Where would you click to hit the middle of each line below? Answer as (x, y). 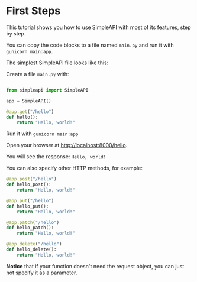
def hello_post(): (29, 184)
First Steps (33, 11)
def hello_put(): (28, 206)
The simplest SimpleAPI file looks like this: (57, 63)
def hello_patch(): (30, 228)
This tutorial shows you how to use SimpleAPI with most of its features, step (98, 27)
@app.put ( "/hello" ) (30, 200)
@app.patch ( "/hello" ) (33, 222)
